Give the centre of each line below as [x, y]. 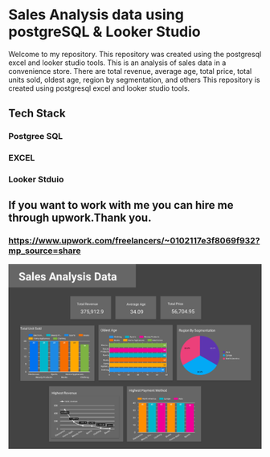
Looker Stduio [36, 180]
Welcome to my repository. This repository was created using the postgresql [135, 54]
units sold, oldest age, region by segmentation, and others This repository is [134, 80]
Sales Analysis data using [96, 15]
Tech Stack [37, 114]
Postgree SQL [36, 137]
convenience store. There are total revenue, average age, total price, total [130, 71]
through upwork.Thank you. [80, 218]
